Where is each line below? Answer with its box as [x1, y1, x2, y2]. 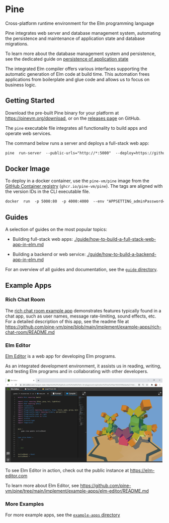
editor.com [5, 473, 28, 479]
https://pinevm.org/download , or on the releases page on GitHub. [5, 115, 141, 121]
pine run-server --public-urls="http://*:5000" [5, 150, 112, 155]
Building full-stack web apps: [12, 236, 73, 242]
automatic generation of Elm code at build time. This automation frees [5, 71, 150, 77]
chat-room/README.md [5, 329, 55, 335]
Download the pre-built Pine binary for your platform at [5, 110, 119, 116]
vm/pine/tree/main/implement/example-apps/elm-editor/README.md [5, 488, 149, 494]
